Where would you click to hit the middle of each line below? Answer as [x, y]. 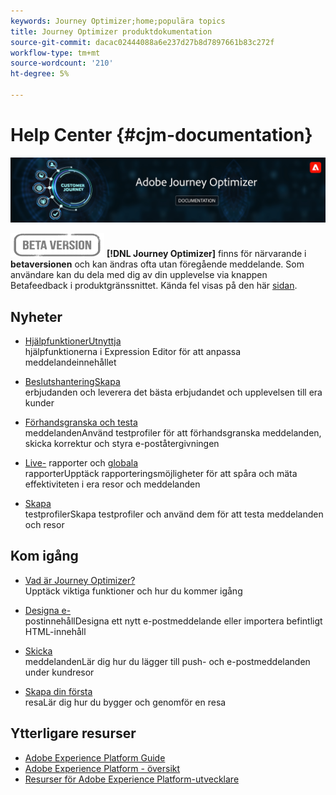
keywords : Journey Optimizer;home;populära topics [118, 21]
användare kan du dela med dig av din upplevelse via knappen [139, 275]
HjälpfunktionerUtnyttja [73, 341]
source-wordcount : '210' [62, 63]
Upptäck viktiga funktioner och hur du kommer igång [133, 591]
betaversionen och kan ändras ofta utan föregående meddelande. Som [157, 264]
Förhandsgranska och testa [81, 422]
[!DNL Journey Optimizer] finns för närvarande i [206, 254]
